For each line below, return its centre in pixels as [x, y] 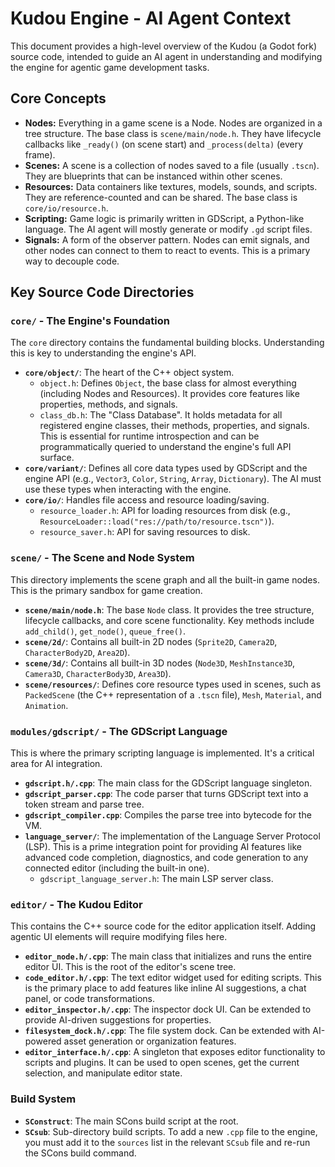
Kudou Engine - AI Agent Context [151, 18]
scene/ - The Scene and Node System [102, 558]
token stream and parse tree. [84, 804]
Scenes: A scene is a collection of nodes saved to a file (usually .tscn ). [172, 165]
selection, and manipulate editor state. [103, 1073]
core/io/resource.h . [66, 208]
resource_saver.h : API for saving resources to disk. [145, 532]
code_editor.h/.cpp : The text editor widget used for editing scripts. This [173, 978]
